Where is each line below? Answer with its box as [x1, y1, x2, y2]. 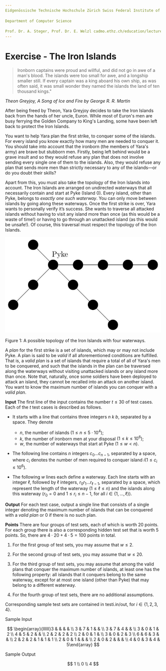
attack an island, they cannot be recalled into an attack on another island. [5, 379, 155, 385]
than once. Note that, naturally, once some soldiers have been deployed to [5, 373, 157, 379]
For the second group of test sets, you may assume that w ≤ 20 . [12, 551, 143, 557]
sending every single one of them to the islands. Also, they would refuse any [5, 159, 161, 166]
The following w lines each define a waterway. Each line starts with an [12, 474, 155, 480]
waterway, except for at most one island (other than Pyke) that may [12, 577, 149, 583]
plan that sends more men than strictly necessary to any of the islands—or [5, 165, 157, 171]
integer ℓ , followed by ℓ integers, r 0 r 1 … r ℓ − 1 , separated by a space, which [12, 479, 161, 486]
